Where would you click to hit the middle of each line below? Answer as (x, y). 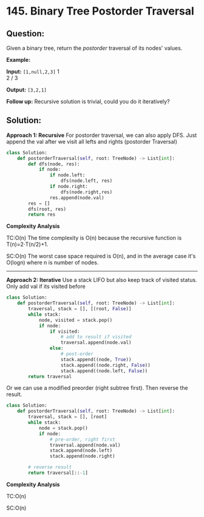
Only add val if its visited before (46, 287)
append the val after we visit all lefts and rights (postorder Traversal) (92, 141)
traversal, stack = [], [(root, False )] (80, 309)
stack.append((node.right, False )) (105, 365)
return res (42, 215)
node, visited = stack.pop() (76, 320)
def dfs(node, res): (54, 164)
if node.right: (69, 187)
